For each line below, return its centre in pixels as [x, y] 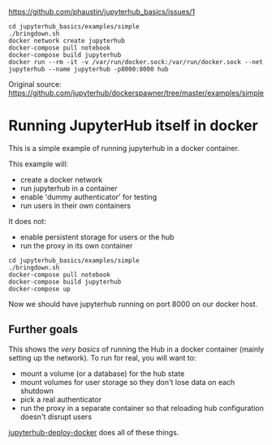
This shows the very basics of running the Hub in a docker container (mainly [136, 349]
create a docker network [61, 179]
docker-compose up [39, 289]
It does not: [28, 221]
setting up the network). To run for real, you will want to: [102, 357]
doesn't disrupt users [56, 417]
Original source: [35, 84]
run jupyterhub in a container [69, 188]
